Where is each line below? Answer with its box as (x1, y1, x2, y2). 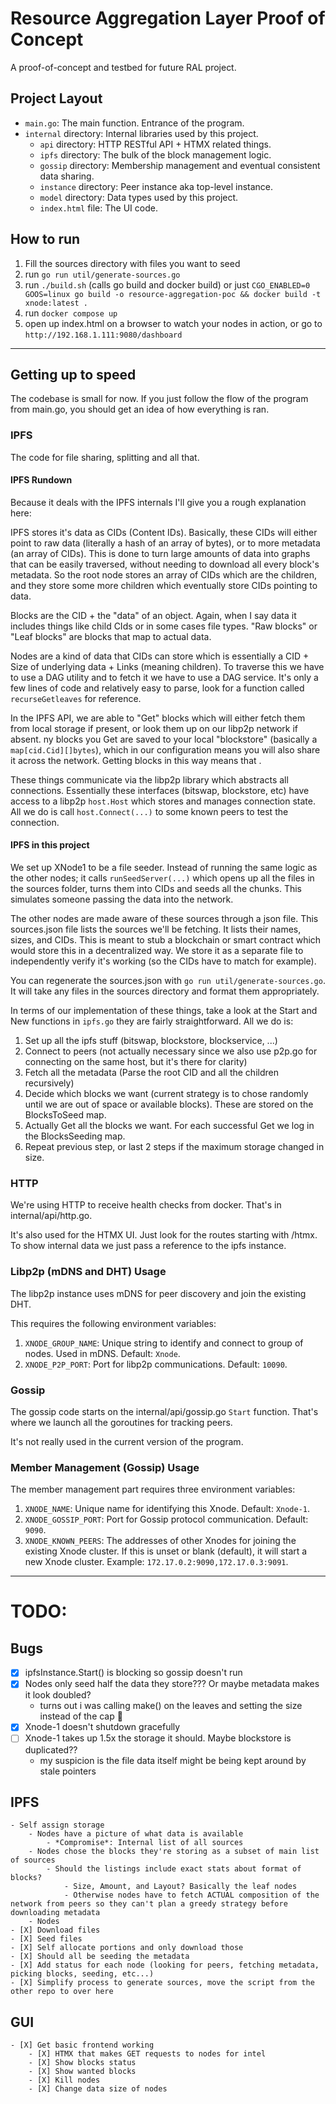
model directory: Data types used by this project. (39, 191, 239, 203)
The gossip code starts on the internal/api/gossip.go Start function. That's (10, 1405, 319, 1417)
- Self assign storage (10, 1820, 105, 1831)
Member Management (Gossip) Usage (10, 1460, 200, 1474)
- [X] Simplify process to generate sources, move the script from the (10, 1978, 315, 1988)
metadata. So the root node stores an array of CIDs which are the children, (10, 568, 318, 581)
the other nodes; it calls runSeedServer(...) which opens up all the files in (10, 872, 315, 884)
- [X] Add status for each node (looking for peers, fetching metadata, (10, 1960, 320, 1971)
